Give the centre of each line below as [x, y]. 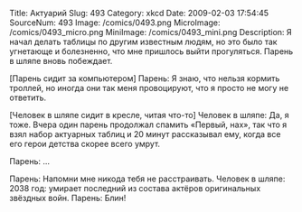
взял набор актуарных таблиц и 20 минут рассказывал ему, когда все [145, 134]
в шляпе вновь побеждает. [61, 61]
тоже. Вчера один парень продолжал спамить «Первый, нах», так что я [148, 124]
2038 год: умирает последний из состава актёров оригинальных [135, 188]
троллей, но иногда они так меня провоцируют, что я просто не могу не [149, 88]
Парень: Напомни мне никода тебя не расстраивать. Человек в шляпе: [147, 179]
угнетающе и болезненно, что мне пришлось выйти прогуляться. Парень [151, 51]
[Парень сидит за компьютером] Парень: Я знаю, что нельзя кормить [145, 78]
